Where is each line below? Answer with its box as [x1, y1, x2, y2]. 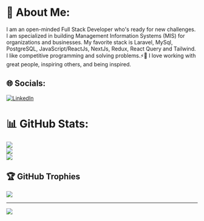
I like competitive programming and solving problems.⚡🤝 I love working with [6, 52, 196, 59]
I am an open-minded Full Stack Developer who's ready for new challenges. [6, 26, 196, 33]
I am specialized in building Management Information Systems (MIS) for [6, 32, 185, 39]
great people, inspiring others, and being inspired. [6, 60, 132, 68]
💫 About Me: [6, 5, 70, 19]
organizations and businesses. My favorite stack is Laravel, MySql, [6, 38, 173, 46]
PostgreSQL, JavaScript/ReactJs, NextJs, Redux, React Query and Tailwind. [6, 45, 196, 52]
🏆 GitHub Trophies [6, 172, 81, 182]
